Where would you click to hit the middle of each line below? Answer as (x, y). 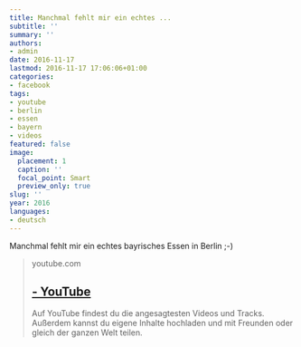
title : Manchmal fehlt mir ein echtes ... (90, 18)
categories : (32, 77)
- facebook (30, 85)
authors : (26, 43)
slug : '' (26, 195)
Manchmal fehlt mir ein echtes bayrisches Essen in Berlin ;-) (121, 246)
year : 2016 (30, 203)
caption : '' (40, 169)
